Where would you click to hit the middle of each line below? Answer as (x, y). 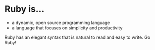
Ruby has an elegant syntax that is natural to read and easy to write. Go (77, 37)
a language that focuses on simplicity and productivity (67, 27)
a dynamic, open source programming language (61, 23)
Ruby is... (25, 9)
